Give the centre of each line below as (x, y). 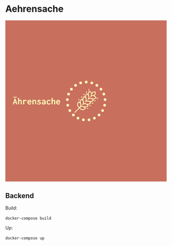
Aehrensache (35, 9)
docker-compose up (25, 238)
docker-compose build (28, 218)
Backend (20, 196)
